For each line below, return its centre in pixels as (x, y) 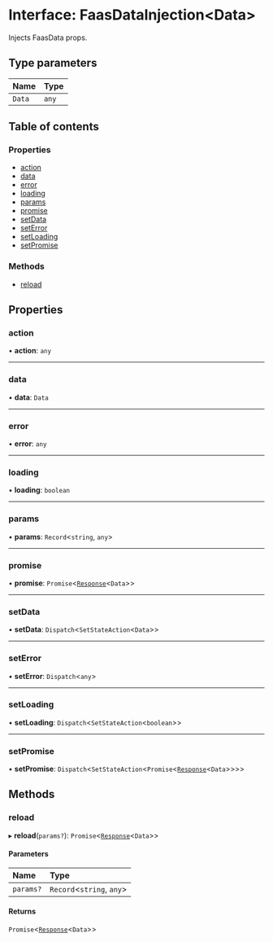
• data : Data (28, 397)
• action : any (30, 351)
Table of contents (54, 127)
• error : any (28, 444)
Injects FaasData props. (48, 37)
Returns (22, 911)
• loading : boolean (39, 490)
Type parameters (53, 63)
